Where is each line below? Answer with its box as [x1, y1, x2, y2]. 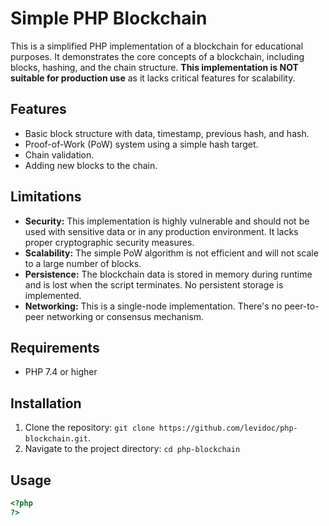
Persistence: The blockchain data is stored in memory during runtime [24, 268, 313, 280]
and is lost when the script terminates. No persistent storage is [24, 278, 284, 291]
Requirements [10, 339, 100, 356]
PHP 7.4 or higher [24, 366, 98, 378]
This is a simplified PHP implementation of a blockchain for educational [10, 40, 304, 52]
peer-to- [284, 300, 320, 312]
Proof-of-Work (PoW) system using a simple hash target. [24, 138, 259, 150]
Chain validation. [24, 148, 95, 161]
